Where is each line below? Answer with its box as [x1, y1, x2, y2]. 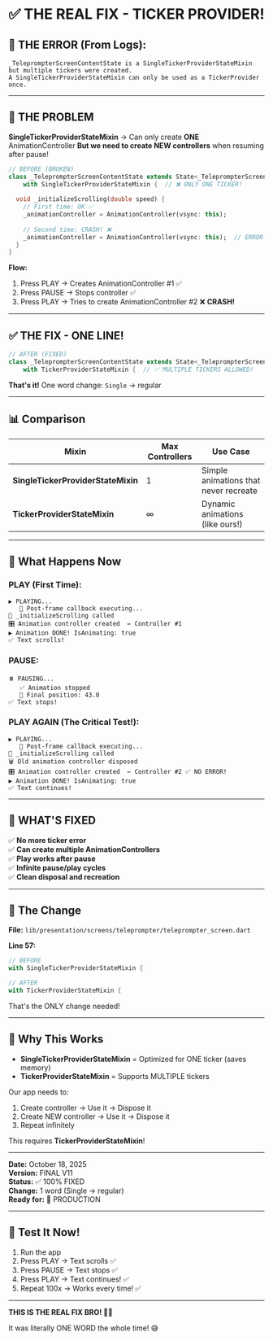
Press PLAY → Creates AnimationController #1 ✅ [19, 278, 183, 289]
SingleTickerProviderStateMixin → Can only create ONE [8, 132, 200, 142]
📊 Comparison [8, 413, 86, 426]
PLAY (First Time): [8, 579, 82, 590]
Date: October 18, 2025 [8, 1159, 87, 1168]
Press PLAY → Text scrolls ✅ [19, 1256, 116, 1265]
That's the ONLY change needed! [8, 1001, 120, 1011]
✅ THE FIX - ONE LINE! [8, 329, 124, 343]
